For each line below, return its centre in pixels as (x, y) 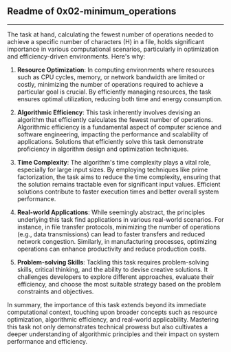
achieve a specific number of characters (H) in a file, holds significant (106, 41)
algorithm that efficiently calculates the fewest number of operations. (115, 119)
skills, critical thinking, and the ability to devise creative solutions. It (112, 269)
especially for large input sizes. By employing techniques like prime (112, 169)
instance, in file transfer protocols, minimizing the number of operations (119, 227)
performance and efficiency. (47, 341)
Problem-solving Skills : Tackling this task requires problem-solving (113, 262)
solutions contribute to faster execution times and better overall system (118, 191)
